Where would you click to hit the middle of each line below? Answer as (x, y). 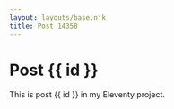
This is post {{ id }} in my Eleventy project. (87, 95)
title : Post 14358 (43, 26)
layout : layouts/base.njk (57, 17)
